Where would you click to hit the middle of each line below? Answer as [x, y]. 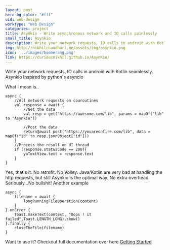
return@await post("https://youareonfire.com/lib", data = [87, 132]
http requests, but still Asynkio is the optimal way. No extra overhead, [78, 178]
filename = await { [35, 197]
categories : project [27, 29]
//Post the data [40, 128]
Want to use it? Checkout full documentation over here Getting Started [78, 242]
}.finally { [18, 224]
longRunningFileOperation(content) [61, 201]
